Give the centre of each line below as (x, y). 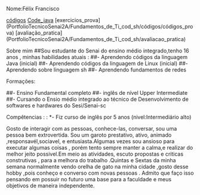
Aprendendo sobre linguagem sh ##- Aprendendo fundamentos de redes (96, 70)
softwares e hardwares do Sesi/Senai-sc (56, 106)
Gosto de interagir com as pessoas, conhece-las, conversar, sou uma (92, 129)
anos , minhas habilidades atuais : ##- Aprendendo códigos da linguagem (97, 57)
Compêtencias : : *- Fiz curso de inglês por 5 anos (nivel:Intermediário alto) (99, 117)
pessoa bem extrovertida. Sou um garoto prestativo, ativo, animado (89, 135)
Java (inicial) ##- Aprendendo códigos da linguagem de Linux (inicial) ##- (97, 63)
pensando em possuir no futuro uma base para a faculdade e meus (89, 179)
